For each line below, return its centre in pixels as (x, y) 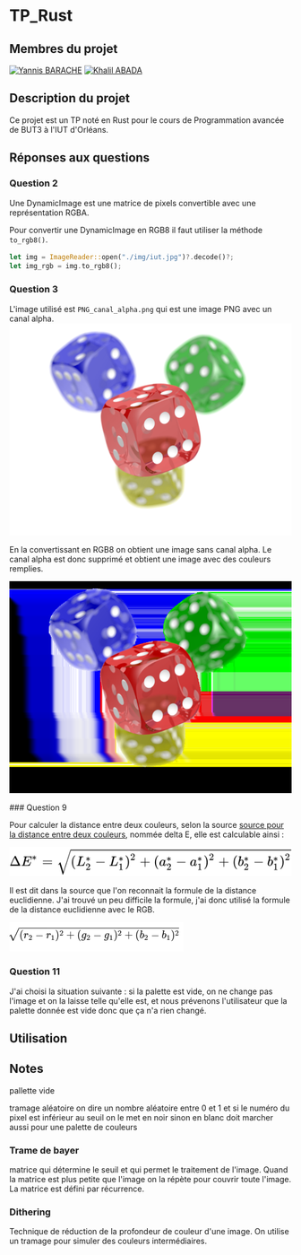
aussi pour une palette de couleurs (73, 1127)
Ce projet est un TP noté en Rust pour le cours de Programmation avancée (147, 120)
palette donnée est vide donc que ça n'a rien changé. (108, 1010)
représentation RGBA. (49, 213)
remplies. (26, 568)
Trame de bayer (44, 1150)
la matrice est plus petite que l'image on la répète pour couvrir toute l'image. (150, 1180)
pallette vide (32, 1090)
